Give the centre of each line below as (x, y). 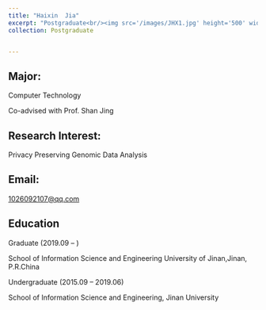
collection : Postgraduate (51, 30)
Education (34, 224)
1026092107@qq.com (44, 198)
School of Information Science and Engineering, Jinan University (114, 297)
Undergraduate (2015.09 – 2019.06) (66, 281)
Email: (24, 180)
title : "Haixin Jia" (44, 15)
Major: (25, 76)
